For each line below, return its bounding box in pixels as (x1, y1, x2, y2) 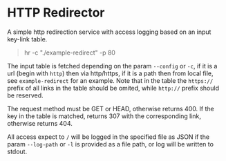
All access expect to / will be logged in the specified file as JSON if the (7, 133, 209, 141)
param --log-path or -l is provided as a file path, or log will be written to (7, 140, 214, 148)
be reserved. (7, 91, 44, 100)
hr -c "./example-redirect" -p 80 (23, 48, 116, 57)
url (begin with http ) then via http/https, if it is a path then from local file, (7, 69, 214, 77)
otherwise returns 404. (7, 119, 73, 127)
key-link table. (7, 35, 48, 43)
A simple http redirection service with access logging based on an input (7, 28, 211, 36)
